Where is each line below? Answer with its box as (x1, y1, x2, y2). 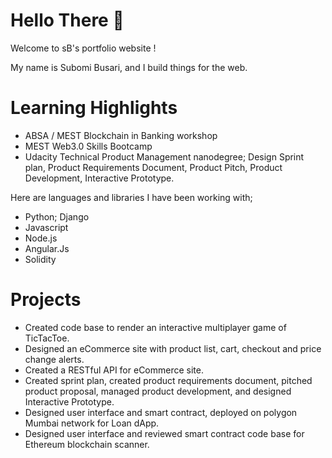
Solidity (24, 253, 57, 265)
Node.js (24, 232, 58, 244)
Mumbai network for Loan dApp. (24, 417, 160, 429)
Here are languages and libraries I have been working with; (10, 191, 253, 203)
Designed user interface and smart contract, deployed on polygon (24, 406, 298, 418)
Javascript (24, 221, 69, 233)
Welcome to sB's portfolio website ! (10, 42, 157, 54)
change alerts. (24, 353, 85, 365)
